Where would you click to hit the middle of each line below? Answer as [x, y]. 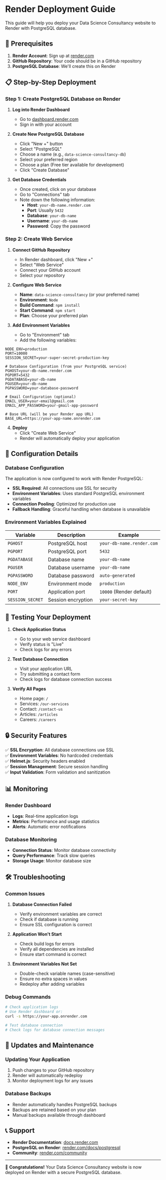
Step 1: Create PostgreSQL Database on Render [63, 99]
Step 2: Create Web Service [39, 239]
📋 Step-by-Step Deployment [51, 83]
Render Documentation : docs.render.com [55, 1142]
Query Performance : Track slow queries [54, 855]
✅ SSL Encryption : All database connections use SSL [60, 750]
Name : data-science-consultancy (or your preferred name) [80, 294]
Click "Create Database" [44, 170]
